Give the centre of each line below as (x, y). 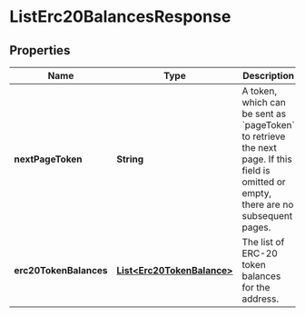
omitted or (264, 182)
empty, (257, 193)
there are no (268, 204)
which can (264, 102)
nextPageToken (49, 159)
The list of (263, 242)
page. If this (267, 159)
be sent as (264, 114)
